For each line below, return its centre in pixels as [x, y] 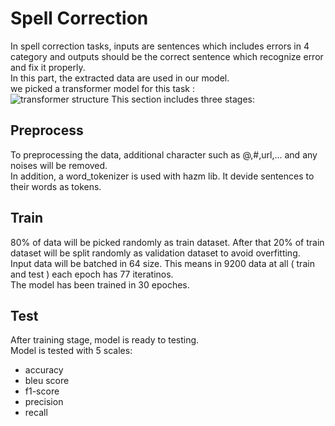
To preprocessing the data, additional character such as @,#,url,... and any [164, 154]
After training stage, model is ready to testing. [105, 340]
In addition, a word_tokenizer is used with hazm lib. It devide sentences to [162, 176]
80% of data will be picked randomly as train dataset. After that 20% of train [167, 242]
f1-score [42, 391]
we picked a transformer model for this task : [102, 88]
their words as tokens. [56, 186]
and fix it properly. [48, 67]
